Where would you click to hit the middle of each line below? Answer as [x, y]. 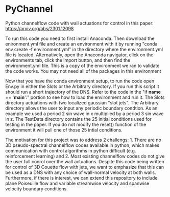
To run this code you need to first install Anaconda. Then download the [80, 38]
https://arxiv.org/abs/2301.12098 [40, 28]
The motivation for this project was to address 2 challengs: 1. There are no [83, 140]
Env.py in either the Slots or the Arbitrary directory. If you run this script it [82, 86]
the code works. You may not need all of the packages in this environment [83, 71]
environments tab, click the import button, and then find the [68, 60]
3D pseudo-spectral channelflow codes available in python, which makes [82, 145]
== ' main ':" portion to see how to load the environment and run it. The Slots [85, 97]
